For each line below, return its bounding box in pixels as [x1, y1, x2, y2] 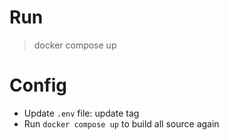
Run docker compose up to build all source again [23, 117, 220, 130]
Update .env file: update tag [23, 107, 140, 119]
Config [9, 74, 67, 97]
